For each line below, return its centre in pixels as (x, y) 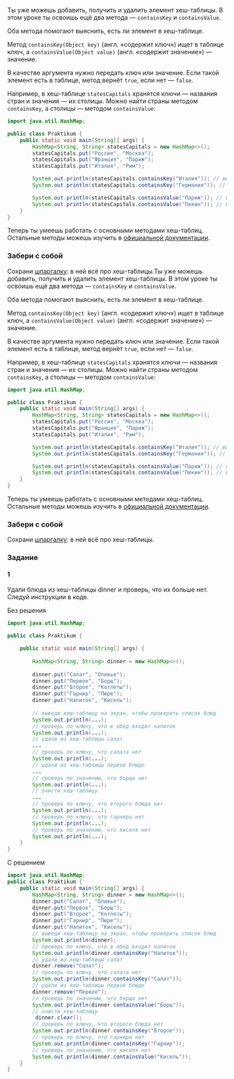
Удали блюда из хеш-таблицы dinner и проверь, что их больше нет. (108, 590)
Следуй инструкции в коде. (48, 597)
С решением (26, 862)
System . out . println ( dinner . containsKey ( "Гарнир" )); (109, 1043)
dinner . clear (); (58, 1018)
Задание (23, 558)
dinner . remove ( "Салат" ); (68, 966)
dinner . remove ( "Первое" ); (70, 992)
